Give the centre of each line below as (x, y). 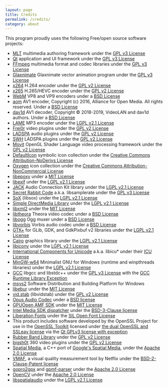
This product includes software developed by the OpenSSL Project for (85, 321)
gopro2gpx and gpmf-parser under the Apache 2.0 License (74, 369)
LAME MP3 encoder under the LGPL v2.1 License (63, 123)
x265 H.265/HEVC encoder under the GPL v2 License (68, 91)
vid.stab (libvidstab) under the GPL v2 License (60, 294)
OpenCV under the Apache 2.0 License (53, 375)
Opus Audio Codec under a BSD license (54, 300)
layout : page (19, 10)
